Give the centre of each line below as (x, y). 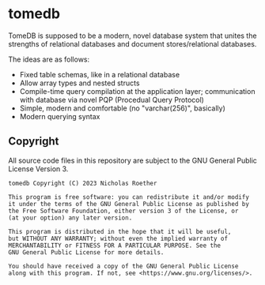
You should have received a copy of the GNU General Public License (123, 266)
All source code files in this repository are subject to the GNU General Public (132, 160)
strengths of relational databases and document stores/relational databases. (132, 43)
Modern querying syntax (60, 116)
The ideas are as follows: (49, 59)
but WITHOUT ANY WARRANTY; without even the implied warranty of (118, 238)
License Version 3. (38, 169)
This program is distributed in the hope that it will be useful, (120, 231)
